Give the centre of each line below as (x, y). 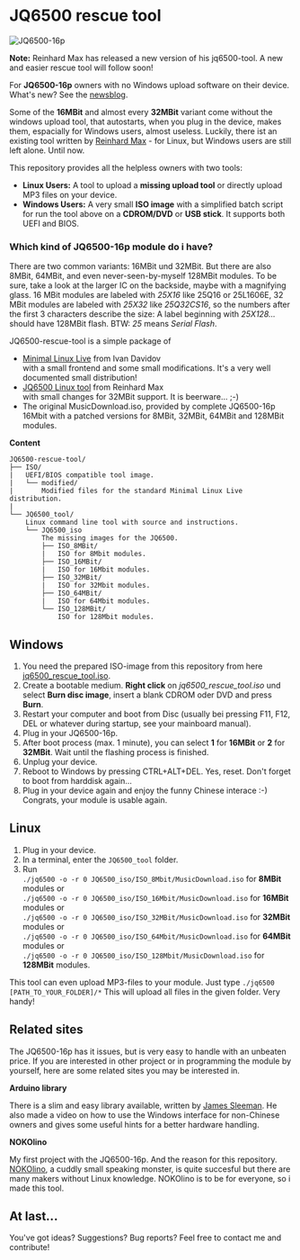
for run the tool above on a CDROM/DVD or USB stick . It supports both (154, 213)
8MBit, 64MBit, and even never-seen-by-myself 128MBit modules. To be (143, 276)
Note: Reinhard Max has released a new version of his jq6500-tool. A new (146, 58)
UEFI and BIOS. (50, 223)
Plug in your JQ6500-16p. (70, 733)
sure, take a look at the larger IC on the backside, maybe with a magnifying (148, 285)
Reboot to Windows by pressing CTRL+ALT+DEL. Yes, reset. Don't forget (157, 771)
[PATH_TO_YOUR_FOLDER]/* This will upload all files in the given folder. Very (145, 992)
